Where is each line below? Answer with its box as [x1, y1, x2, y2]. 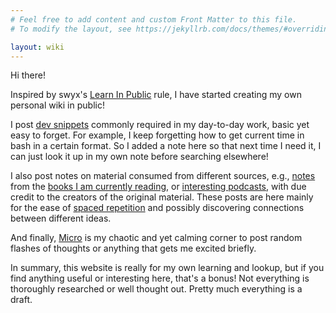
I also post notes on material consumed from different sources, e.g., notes [10, 170, 316, 182]
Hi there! [10, 69, 46, 81]
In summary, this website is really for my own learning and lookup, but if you [10, 262, 325, 274]
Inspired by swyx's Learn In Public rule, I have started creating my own [10, 89, 302, 101]
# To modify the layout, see [10, 24, 132, 34]
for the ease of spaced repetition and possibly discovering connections [10, 202, 305, 214]
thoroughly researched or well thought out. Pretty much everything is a [10, 283, 303, 295]
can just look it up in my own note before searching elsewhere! [10, 151, 269, 163]
